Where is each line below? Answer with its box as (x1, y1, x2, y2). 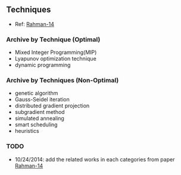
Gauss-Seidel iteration (14, 96, 70, 103)
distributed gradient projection (14, 102, 90, 109)
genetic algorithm (14, 90, 58, 97)
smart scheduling (14, 121, 58, 128)
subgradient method (14, 109, 65, 116)
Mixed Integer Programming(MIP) (14, 49, 97, 56)
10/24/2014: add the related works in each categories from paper (14, 155, 175, 163)
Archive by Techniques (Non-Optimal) (6, 77, 119, 85)
